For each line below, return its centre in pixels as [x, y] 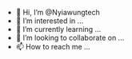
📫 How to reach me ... [53, 47]
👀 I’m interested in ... [50, 21]
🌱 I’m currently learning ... [58, 29]
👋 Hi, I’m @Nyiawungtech [58, 12]
